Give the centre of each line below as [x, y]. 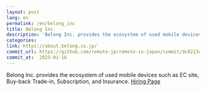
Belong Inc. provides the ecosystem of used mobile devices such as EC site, [103, 75]
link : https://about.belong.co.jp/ [52, 46]
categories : [21, 40]
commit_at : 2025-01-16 [37, 57]
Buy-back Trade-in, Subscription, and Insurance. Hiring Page [83, 81]
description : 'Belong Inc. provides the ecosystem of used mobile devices [104, 35]
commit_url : [21, 52]
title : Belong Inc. [31, 29]
